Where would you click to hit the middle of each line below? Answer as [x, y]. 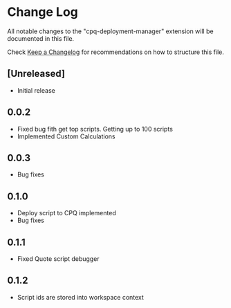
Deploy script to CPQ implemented [66, 213]
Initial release [36, 90]
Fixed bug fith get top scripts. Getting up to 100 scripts [95, 129]
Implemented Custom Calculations [66, 136]
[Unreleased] [36, 74]
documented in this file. [41, 38]
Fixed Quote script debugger [58, 259]
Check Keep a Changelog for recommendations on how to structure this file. [116, 52]
